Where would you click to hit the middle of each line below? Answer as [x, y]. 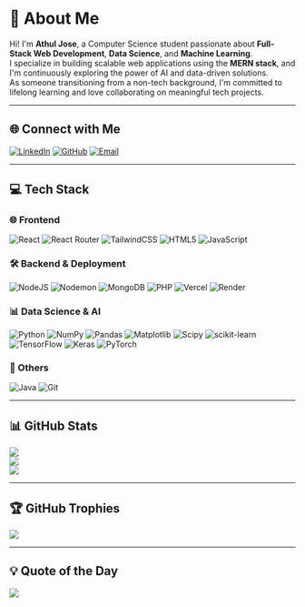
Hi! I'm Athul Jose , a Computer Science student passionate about [133, 44]
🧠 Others [30, 368]
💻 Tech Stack [49, 190]
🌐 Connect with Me [65, 130]
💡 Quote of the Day [64, 571]
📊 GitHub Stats [54, 425]
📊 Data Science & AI [55, 311]
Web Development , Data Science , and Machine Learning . [143, 53]
